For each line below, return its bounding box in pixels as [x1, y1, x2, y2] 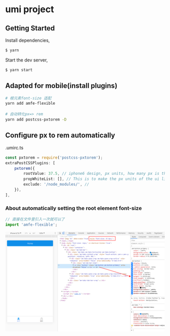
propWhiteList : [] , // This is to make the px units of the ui [23, 176, 159, 181]
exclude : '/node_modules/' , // [23, 182, 90, 187]
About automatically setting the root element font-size [5, 204, 142, 211]
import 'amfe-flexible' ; [5, 222, 58, 227]
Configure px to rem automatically [5, 131, 115, 140]
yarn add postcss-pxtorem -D [5, 117, 67, 123]
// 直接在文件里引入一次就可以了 [5, 217, 65, 222]
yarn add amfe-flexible [5, 101, 56, 106]
